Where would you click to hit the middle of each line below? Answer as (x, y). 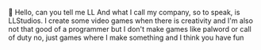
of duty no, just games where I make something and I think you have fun (126, 37)
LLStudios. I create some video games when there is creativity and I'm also (131, 21)
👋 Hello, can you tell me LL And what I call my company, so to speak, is (124, 12)
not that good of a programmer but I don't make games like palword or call (130, 29)
